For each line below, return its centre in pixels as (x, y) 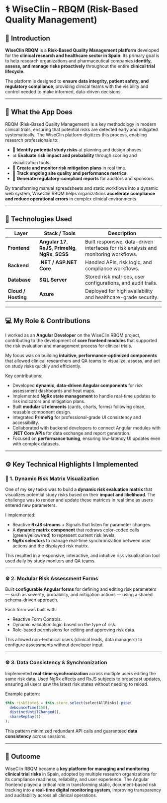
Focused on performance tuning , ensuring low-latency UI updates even (86, 438)
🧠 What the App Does (39, 112)
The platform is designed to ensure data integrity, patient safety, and (77, 81)
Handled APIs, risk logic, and (119, 262)
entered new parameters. (31, 505)
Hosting (17, 297)
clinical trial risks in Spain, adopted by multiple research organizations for (81, 774)
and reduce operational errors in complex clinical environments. (71, 199)
